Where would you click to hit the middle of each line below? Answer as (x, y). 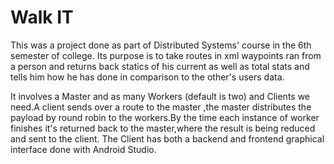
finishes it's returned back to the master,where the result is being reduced (163, 128)
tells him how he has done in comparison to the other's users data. (147, 77)
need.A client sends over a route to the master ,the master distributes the (161, 107)
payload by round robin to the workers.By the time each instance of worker (165, 117)
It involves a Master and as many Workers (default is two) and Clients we (160, 96)
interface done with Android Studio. (83, 149)
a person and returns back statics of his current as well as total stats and (160, 66)
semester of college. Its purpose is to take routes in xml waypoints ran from (166, 55)
